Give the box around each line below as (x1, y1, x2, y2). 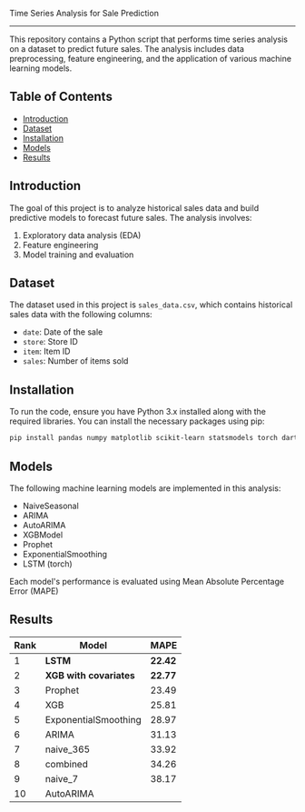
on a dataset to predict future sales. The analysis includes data (9, 44, 245, 54)
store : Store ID (22, 336, 79, 347)
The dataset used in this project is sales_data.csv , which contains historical (9, 299, 293, 310)
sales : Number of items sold (22, 356, 129, 366)
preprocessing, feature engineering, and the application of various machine (9, 54, 292, 64)
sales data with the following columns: (9, 309, 152, 320)
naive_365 (44, 743, 91, 756)
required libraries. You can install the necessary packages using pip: (9, 416, 265, 426)
